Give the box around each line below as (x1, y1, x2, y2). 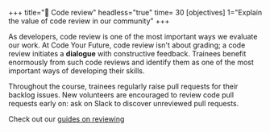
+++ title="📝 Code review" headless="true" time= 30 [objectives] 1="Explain (8, 8, 263, 17)
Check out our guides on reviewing (8, 114, 125, 124)
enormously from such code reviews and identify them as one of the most (8, 57, 254, 67)
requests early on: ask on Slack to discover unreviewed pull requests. (8, 99, 239, 108)
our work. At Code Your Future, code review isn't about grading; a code (8, 40, 246, 50)
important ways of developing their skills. (8, 66, 145, 76)
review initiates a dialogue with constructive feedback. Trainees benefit (8, 49, 247, 58)
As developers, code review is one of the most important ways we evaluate (8, 32, 258, 41)
